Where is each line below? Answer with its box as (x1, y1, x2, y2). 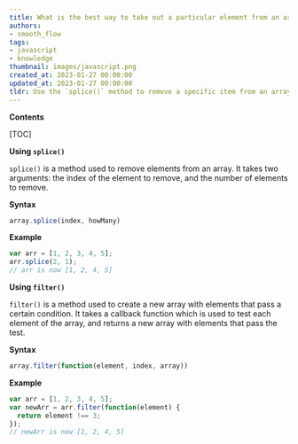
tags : (9, 37, 29, 47)
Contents (9, 112, 44, 122)
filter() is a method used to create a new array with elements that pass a (9, 299, 282, 309)
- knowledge (9, 54, 53, 63)
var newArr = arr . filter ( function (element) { (9, 402, 180, 412)
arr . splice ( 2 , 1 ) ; (9, 258, 77, 267)
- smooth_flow (9, 29, 62, 38)
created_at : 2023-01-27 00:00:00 (9, 71, 133, 80)
